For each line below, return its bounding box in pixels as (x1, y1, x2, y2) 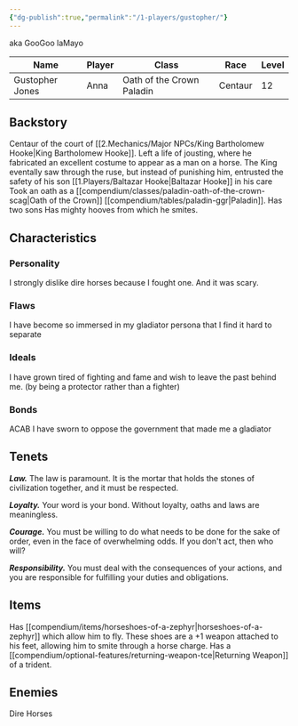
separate (9, 329, 42, 340)
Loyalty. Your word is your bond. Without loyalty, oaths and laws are (9, 499, 260, 510)
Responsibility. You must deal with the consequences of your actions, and (9, 562, 282, 573)
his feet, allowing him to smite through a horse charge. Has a (9, 640, 231, 650)
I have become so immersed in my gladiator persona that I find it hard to (9, 319, 272, 330)
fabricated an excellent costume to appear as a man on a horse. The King (9, 157, 278, 168)
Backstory (9, 115, 68, 130)
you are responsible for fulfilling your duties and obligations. (9, 571, 229, 583)
